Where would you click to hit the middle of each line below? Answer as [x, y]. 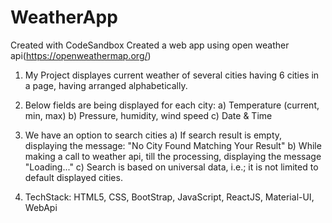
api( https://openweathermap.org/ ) [81, 55]
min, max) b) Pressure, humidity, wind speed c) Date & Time [148, 115]
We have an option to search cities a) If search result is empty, [153, 135]
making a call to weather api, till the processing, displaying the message [173, 156]
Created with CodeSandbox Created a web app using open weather [150, 45]
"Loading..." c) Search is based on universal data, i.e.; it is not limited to [171, 167]
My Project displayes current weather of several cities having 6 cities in [172, 75]
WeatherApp [64, 17]
